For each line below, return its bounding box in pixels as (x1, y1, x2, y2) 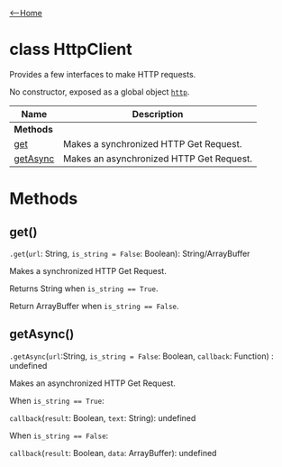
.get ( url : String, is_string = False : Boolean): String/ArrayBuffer (9, 248, 250, 259)
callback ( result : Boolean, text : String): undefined (9, 412, 196, 423)
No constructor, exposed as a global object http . (9, 86, 190, 97)
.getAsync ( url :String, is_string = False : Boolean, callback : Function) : (9, 351, 274, 362)
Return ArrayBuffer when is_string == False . (9, 300, 179, 311)
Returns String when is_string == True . (9, 283, 159, 294)
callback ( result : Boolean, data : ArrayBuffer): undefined (9, 447, 217, 458)
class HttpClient (9, 40, 132, 60)
